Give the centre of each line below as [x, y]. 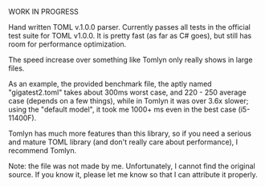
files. [16, 68]
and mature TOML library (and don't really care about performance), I [123, 142]
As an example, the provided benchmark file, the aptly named [110, 84]
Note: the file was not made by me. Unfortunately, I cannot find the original [132, 166]
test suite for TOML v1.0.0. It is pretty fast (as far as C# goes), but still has [130, 36]
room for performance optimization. [67, 44]
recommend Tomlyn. [43, 150]
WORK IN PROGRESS [43, 12]
